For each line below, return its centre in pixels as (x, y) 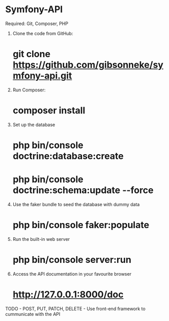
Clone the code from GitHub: (43, 33)
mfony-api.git (42, 76)
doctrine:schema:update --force (83, 190)
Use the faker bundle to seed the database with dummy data (76, 204)
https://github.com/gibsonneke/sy (88, 65)
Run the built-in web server (41, 239)
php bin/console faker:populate (81, 225)
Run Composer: (29, 90)
